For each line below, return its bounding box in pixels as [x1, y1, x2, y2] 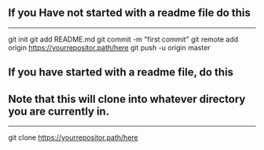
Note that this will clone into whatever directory [8, 92, 246, 105]
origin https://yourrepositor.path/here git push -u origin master [8, 42, 211, 52]
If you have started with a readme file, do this [8, 66, 234, 79]
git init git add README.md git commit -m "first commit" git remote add [8, 35, 239, 44]
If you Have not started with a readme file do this [8, 6, 251, 20]
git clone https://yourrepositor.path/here [8, 133, 139, 142]
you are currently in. [8, 104, 110, 118]
